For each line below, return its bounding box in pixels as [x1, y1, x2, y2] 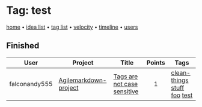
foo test [171, 91, 193, 99]
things [171, 76, 189, 84]
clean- [171, 68, 191, 77]
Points [146, 58, 165, 66]
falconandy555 [9, 80, 53, 88]
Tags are [113, 72, 138, 81]
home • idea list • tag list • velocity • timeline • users [6, 23, 138, 30]
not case [113, 80, 138, 88]
